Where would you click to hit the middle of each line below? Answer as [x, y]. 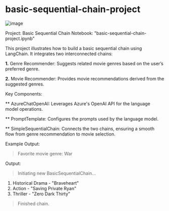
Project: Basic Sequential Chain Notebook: [49, 33]
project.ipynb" [20, 38]
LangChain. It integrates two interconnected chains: [59, 54]
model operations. [24, 109]
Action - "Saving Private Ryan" [44, 188]
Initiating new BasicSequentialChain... [57, 173]
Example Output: [23, 144]
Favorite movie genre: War [45, 153]
